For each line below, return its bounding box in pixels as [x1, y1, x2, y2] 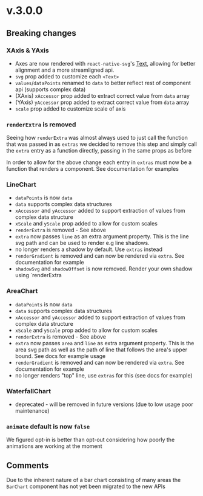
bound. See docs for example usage [15, 352, 106, 359]
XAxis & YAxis [6, 46, 50, 55]
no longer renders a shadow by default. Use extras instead [15, 246, 162, 253]
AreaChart [6, 287, 38, 295]
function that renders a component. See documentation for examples [6, 165, 179, 173]
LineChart [6, 181, 36, 189]
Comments [6, 460, 49, 470]
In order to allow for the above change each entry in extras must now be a [6, 159, 192, 166]
